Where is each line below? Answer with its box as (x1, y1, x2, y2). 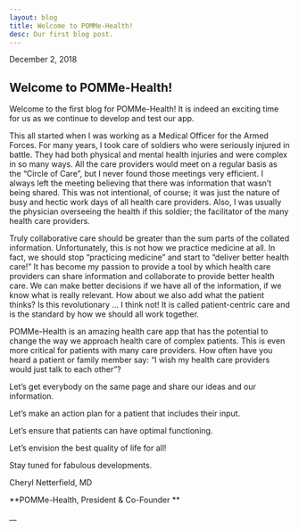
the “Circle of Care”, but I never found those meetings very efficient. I (9, 169, 263, 179)
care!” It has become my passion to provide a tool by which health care (9, 261, 271, 272)
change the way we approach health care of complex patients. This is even (9, 335, 286, 346)
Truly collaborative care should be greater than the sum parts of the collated (9, 233, 290, 244)
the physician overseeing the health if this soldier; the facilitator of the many (9, 206, 289, 217)
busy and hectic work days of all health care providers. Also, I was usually (9, 197, 282, 208)
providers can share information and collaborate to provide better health (9, 271, 275, 282)
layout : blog (9, 12, 58, 22)
